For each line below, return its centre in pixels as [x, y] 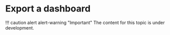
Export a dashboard [48, 9]
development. [20, 27]
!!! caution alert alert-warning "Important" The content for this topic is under [85, 22]
